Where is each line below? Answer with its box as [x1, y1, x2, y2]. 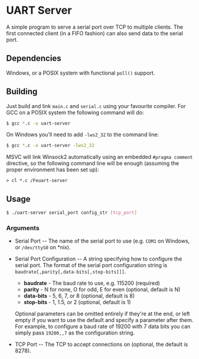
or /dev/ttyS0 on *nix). [14, 244, 71, 251]
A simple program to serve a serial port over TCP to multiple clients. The [6, 23, 184, 30]
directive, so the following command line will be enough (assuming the [6, 159, 179, 167]
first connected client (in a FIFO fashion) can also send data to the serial [6, 29, 184, 36]
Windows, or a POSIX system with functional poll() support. [6, 69, 156, 76]
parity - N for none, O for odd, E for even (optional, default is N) [23, 286, 181, 293]
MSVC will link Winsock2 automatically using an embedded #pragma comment [6, 154, 193, 161]
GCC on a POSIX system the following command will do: [6, 109, 144, 116]
